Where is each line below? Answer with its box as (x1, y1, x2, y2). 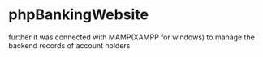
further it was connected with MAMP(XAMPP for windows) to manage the (8, 32, 256, 42)
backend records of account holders (8, 40, 131, 50)
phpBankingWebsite (8, 6, 149, 24)
